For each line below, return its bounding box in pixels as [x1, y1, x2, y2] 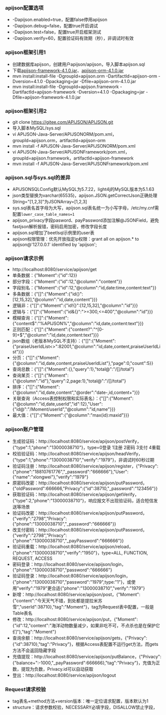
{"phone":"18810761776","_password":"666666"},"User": [12, 468, 129, 474]
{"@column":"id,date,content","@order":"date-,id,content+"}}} [12, 389, 140, 396]
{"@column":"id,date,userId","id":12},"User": [12, 401, 103, 407]
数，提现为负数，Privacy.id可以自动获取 [12, 666, 94, 672]
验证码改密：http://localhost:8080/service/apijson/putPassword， [12, 510, 147, 516]
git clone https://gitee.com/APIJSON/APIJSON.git [12, 119, 113, 125]
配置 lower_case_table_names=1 [12, 211, 75, 217]
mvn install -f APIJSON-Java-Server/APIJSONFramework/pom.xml [12, 161, 149, 167]
